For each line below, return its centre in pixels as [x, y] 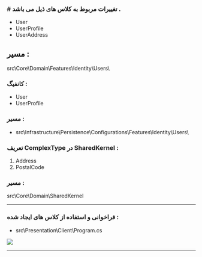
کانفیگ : [17, 84]
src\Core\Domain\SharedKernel [45, 196]
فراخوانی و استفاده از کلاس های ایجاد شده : [63, 217]
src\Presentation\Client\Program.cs [59, 230]
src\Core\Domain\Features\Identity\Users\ [58, 69]
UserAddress [32, 35]
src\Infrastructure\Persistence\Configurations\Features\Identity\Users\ [102, 132]
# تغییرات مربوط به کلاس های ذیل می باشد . [64, 9]
